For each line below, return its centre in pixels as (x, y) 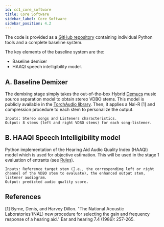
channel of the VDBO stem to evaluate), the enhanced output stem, (75, 173)
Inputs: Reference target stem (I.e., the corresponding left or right (80, 169)
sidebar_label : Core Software (36, 19)
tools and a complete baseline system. (44, 43)
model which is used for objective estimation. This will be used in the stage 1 (82, 154)
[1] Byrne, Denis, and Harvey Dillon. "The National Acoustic (65, 208)
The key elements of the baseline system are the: (55, 52)
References (23, 197)
